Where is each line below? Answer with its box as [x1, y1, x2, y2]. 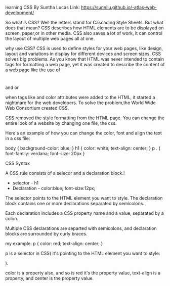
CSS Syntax [5, 160, 30, 166]
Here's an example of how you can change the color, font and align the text [5, 130, 162, 136]
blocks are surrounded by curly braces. [5, 231, 88, 237]
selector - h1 [12, 180, 39, 186]
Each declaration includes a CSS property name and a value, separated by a [5, 210, 164, 216]
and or [5, 84, 19, 90]
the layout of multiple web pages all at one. [5, 35, 95, 41]
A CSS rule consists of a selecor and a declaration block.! [5, 170, 125, 176]
